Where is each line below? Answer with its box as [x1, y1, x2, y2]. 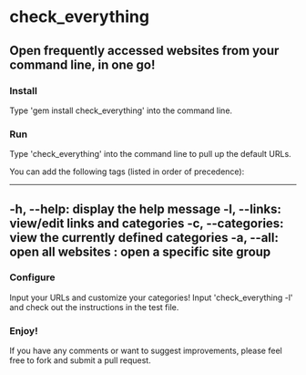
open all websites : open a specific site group [9, 244, 271, 259]
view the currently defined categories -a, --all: [9, 230, 280, 245]
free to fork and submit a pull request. [9, 355, 152, 366]
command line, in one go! [9, 57, 156, 72]
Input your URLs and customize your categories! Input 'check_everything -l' [9, 292, 293, 303]
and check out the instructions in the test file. [9, 301, 179, 312]
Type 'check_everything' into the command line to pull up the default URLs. [9, 149, 291, 160]
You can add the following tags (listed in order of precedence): [9, 166, 245, 177]
